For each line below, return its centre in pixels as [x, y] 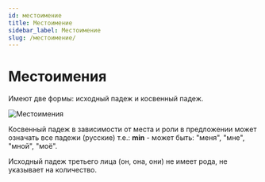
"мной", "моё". [33, 146]
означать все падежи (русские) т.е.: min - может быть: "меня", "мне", [127, 138]
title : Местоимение [40, 23]
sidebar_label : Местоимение [55, 30]
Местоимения [58, 77]
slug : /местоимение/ [42, 38]
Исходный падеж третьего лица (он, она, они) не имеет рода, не [118, 161]
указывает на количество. [53, 170]
